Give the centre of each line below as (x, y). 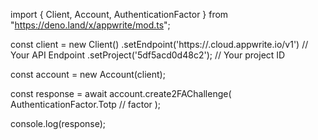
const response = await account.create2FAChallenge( (121, 93)
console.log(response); (58, 123)
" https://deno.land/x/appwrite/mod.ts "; (90, 25)
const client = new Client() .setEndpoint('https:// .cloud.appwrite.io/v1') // (159, 44)
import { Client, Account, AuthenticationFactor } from (119, 14)
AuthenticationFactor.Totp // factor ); (86, 104)
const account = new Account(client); (88, 74)
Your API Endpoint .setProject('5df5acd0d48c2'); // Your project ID (148, 55)
